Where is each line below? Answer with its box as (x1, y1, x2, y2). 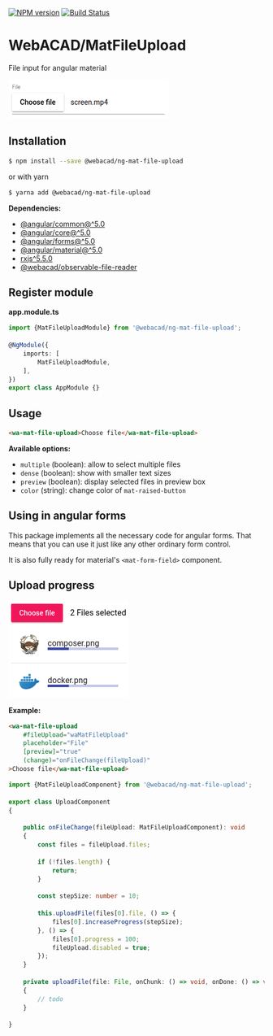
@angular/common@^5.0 (19, 219, 106, 229)
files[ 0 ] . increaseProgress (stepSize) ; (51, 917, 184, 926)
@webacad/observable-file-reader (19, 262, 137, 272)
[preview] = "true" (23, 748, 82, 756)
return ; (51, 866, 79, 874)
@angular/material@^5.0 (19, 245, 103, 255)
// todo (37, 995, 63, 1003)
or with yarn (8, 172, 49, 181)
